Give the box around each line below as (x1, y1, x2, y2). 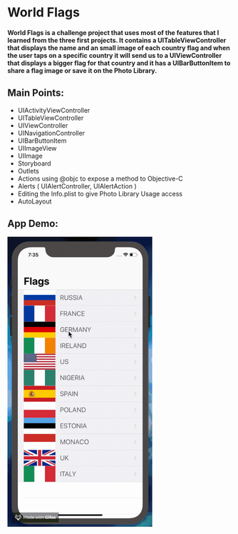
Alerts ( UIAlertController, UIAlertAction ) (17, 181, 137, 190)
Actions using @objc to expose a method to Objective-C (17, 174, 183, 183)
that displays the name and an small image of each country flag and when (7, 44, 230, 52)
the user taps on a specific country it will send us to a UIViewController (7, 51, 222, 59)
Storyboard (17, 158, 51, 168)
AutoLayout (17, 197, 52, 206)
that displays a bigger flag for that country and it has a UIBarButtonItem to (7, 59, 231, 67)
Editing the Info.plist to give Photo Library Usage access (17, 189, 183, 198)
